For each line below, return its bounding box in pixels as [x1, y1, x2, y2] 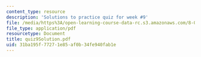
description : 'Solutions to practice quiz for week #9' [6, 14, 148, 20]
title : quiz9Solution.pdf [6, 36, 71, 42]
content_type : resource [6, 8, 66, 15]
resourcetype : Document [6, 31, 66, 37]
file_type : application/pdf [6, 25, 77, 31]
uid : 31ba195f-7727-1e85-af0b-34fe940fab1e [6, 42, 117, 48]
